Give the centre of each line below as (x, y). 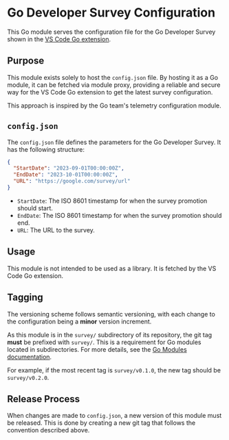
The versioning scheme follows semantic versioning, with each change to (111, 314)
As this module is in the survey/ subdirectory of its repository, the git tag (110, 334)
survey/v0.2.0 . (28, 377)
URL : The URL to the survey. (56, 230)
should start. (35, 208)
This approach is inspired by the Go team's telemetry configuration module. (114, 106)
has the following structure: (46, 149)
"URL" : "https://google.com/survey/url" (72, 181)
